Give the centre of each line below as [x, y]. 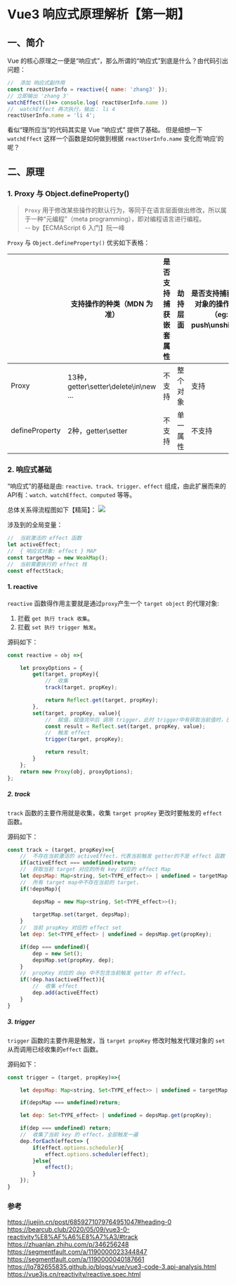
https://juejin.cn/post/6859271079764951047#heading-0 [90, 1222]
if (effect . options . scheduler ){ [78, 1148]
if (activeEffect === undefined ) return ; [78, 863]
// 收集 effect [55, 986]
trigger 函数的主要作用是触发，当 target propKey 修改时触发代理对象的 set [116, 1040]
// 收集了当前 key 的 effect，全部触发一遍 [79, 1135]
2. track [19, 794]
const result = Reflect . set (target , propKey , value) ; [125, 726]
